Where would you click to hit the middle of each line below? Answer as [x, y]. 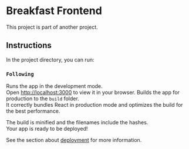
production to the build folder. [43, 99]
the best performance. [33, 111]
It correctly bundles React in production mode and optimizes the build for [95, 105]
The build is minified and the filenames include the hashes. [77, 123]
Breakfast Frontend [54, 11]
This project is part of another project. [52, 27]
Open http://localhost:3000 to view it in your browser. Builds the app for [93, 93]
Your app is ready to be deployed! [47, 129]
